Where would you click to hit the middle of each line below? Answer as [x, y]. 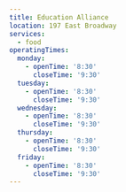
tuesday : [33, 83]
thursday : [35, 133]
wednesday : [37, 108]
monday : [31, 58]
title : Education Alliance [59, 17]
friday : [31, 157]
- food [29, 42]
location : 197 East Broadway [63, 26]
